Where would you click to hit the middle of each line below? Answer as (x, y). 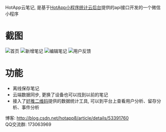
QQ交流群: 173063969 (28, 124)
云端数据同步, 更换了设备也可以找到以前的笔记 (60, 95)
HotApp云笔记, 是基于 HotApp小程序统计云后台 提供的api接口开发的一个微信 (83, 7)
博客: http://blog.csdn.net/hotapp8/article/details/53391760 (67, 118)
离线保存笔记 (26, 88)
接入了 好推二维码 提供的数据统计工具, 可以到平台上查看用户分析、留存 (85, 101)
